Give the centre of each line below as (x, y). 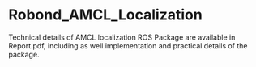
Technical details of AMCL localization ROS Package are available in (122, 37)
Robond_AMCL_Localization (105, 15)
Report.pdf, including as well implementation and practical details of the (128, 45)
